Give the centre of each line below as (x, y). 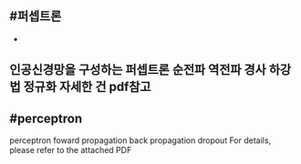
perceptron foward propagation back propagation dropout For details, (140, 140)
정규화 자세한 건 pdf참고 (87, 87)
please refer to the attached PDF (71, 150)
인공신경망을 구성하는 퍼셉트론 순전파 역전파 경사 (138, 70)
